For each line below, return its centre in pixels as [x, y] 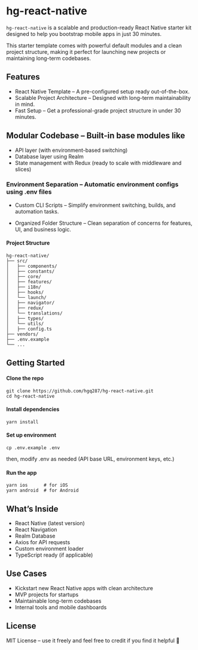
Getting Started [36, 363]
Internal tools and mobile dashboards [61, 607]
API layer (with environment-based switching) [71, 150]
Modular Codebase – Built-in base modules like [96, 136]
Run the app [22, 472]
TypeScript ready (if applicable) [54, 555]
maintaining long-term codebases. [49, 58]
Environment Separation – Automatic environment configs [92, 185]
